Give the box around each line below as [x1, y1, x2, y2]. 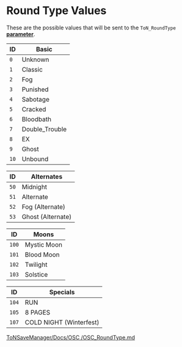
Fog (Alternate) [21, 203, 66, 211]
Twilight [24, 260, 48, 269]
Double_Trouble [21, 125, 67, 133]
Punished [21, 85, 49, 94]
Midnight [21, 182, 48, 191]
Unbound [21, 154, 49, 163]
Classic [21, 65, 43, 73]
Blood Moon [24, 250, 60, 259]
